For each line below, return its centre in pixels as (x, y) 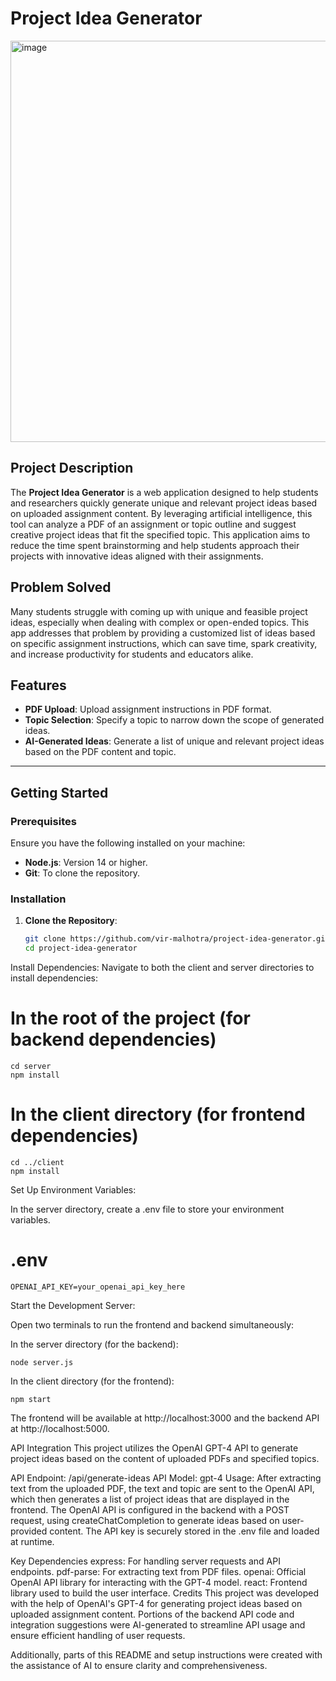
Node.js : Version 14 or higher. (86, 863)
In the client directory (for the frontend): (92, 1381)
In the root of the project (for (130, 1018)
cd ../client (37, 1162)
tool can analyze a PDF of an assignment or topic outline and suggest (153, 524)
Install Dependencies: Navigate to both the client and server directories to (162, 968)
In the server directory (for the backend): (94, 1344)
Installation (38, 899)
